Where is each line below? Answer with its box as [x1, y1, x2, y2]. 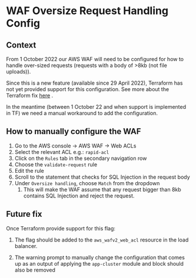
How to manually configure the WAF [6, 126, 141, 136]
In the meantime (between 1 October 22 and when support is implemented [6, 103, 187, 110]
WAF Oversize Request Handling [6, 4, 169, 18]
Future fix [6, 209, 42, 219]
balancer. [14, 242, 38, 249]
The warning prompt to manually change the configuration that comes [14, 254, 185, 261]
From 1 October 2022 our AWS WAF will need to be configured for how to [6, 56, 184, 62]
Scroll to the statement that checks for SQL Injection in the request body [14, 173, 190, 180]
